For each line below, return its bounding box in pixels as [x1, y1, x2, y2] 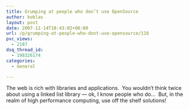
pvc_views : [6, 36, 33, 42]
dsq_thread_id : [6, 47, 44, 53]
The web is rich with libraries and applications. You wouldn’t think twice [6, 85, 182, 92]
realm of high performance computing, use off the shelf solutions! [6, 97, 167, 104]
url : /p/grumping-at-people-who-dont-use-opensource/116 [6, 31, 149, 36]
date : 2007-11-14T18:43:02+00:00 [6, 25, 89, 31]
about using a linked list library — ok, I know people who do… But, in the [6, 91, 183, 98]
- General [11, 63, 35, 69]
